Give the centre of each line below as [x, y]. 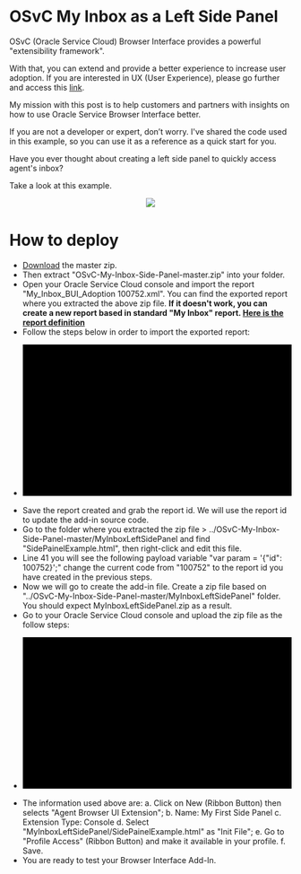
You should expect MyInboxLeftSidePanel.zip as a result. [127, 605]
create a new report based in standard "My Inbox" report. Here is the [153, 312]
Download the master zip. [70, 265]
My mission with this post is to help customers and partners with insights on [150, 104]
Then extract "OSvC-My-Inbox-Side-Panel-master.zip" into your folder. [153, 275]
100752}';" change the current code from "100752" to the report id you [153, 567]
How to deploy [64, 240]
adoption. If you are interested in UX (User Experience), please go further [145, 77]
